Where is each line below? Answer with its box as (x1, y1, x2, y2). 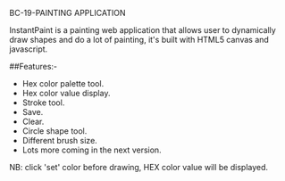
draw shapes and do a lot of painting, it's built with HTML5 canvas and (9, 35, 270, 45)
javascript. (9, 44, 48, 54)
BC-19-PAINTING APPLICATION (9, 8, 126, 18)
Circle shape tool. (21, 126, 88, 136)
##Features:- (9, 62, 58, 71)
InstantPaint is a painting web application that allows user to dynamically (9, 25, 277, 35)
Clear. (21, 116, 45, 127)
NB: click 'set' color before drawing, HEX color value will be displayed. (9, 162, 269, 172)
